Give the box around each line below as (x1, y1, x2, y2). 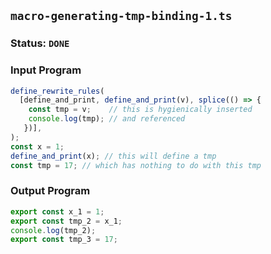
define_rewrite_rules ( (10, 86, 105, 96)
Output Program (10, 184, 91, 198)
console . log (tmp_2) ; (10, 225, 97, 235)
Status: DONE (10, 36, 70, 50)
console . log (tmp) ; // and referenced (28, 114, 186, 124)
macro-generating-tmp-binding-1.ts (10, 9, 233, 24)
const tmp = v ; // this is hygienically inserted (28, 105, 253, 115)
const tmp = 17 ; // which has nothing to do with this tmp (10, 160, 262, 170)
